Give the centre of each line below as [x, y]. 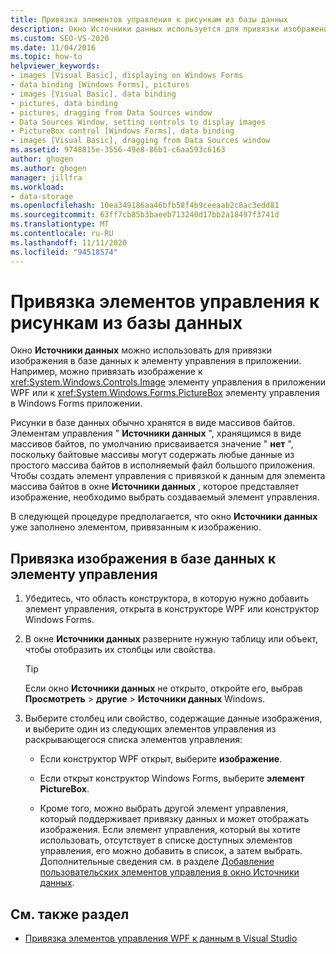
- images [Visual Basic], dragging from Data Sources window [140, 141]
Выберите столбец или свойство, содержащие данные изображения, [173, 718]
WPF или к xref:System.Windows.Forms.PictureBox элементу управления [165, 393]
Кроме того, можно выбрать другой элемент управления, [164, 808]
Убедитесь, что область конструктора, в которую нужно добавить [167, 598]
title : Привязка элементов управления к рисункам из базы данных [149, 19]
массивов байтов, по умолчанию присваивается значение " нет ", [152, 444]
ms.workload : [37, 187]
